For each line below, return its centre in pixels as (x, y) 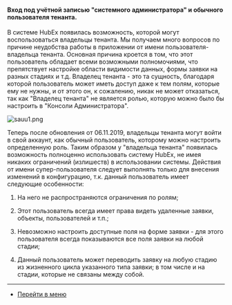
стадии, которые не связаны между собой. (81, 275)
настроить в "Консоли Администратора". (68, 106)
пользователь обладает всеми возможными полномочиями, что (103, 62)
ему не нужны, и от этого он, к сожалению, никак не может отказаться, (114, 91)
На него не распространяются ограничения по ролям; (98, 198)
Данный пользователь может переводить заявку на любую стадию (117, 260)
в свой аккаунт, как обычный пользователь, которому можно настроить (114, 140)
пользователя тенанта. (42, 17)
